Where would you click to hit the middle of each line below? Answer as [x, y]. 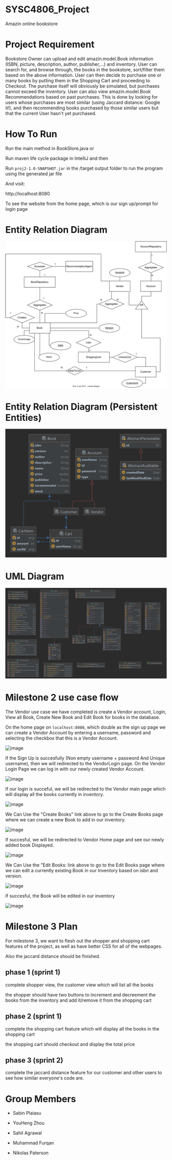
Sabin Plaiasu [27, 1113]
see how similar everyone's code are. [45, 1078]
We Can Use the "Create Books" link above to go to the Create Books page [84, 814]
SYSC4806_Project [47, 10]
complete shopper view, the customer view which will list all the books [79, 985]
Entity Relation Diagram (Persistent [81, 407]
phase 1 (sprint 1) [33, 972]
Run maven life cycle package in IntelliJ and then [57, 158]
